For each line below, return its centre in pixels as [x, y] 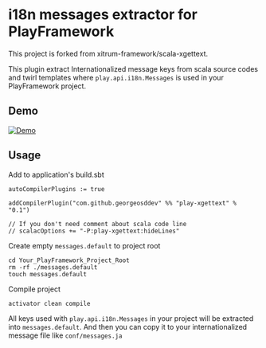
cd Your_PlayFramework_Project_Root [69, 260]
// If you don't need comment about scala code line [98, 224]
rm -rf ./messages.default [53, 267]
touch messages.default [48, 274]
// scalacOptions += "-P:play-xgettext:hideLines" [94, 231]
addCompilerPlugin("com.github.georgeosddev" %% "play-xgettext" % [123, 203]
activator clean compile [49, 303]
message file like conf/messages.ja [65, 335]
